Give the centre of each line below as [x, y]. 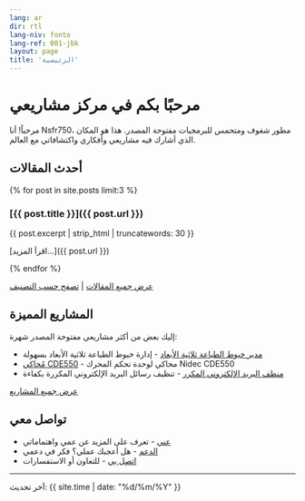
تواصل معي [38, 420]
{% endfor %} [35, 269]
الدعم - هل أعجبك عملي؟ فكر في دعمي [90, 451]
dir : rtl [26, 26]
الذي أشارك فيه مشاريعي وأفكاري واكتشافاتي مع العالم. [103, 139]
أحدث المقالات [46, 168]
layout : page [34, 52]
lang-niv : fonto [40, 34]
